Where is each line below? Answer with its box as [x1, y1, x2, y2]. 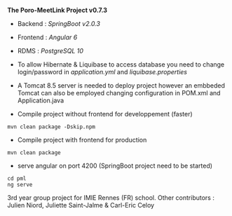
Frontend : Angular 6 [17, 33, 78, 41]
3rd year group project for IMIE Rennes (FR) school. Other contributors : [7, 194, 215, 202]
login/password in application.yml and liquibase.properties [17, 68, 188, 76]
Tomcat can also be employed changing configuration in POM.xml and [17, 89, 221, 97]
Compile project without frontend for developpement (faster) [17, 110, 193, 118]
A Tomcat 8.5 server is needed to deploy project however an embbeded [17, 81, 226, 90]
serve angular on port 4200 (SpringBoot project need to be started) [17, 161, 212, 170]
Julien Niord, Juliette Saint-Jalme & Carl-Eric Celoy [7, 201, 155, 209]
